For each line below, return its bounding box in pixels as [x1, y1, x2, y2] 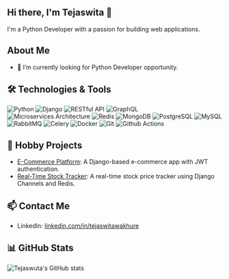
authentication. [16, 165, 59, 173]
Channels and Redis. [16, 179, 75, 188]
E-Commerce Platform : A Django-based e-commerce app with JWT [16, 158, 208, 166]
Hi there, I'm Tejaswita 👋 [7, 7, 113, 18]
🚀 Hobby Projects [7, 139, 83, 151]
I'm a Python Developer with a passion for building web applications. [7, 25, 200, 33]
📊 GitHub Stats [7, 242, 74, 254]
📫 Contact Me [7, 200, 70, 212]
